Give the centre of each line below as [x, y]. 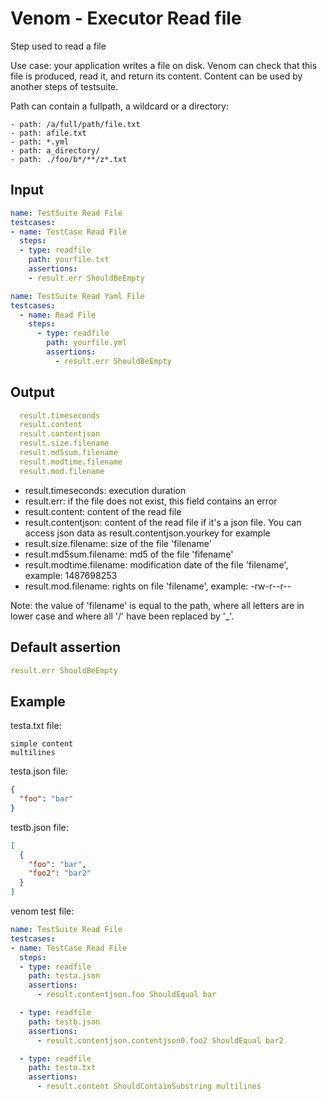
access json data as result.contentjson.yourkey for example [147, 533]
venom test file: [42, 911]
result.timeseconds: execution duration [105, 490]
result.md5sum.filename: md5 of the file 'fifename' [129, 554]
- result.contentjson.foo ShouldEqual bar [126, 995]
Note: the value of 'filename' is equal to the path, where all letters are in [157, 605]
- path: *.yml [40, 142]
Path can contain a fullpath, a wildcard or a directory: [119, 106]
